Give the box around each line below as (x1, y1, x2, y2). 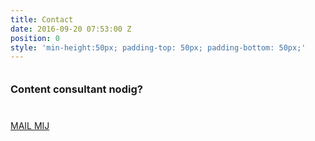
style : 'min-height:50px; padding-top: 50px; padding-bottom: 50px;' (10, 42, 307, 53)
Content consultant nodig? (10, 82, 143, 96)
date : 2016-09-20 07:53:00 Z (10, 24, 132, 34)
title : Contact (10, 14, 74, 25)
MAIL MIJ (10, 120, 50, 132)
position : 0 (10, 33, 60, 43)
